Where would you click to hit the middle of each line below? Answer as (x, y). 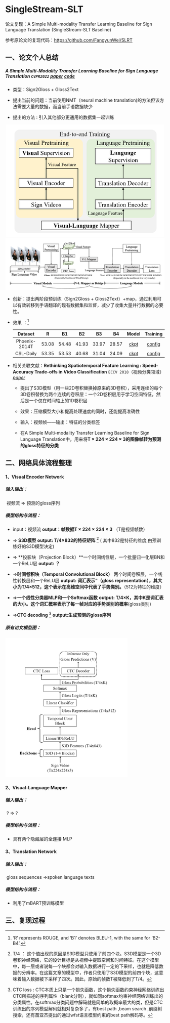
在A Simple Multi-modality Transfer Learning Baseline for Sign (85, 433)
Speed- (150, 365)
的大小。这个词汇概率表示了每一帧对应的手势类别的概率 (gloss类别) (82, 604)
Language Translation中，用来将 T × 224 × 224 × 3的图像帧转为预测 (91, 439)
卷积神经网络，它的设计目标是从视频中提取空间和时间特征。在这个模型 (86, 960)
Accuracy (23, 372)
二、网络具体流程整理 (38, 463)
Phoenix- (26, 341)
